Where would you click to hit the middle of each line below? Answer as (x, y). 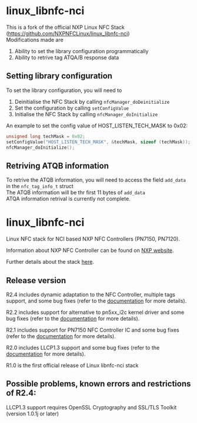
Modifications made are (35, 40)
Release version (36, 281)
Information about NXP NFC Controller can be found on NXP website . (90, 250)
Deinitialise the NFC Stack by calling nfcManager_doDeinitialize (92, 101)
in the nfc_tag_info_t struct (40, 186)
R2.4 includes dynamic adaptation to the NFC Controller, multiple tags (91, 294)
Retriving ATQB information (57, 165)
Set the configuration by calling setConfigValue (72, 108)
